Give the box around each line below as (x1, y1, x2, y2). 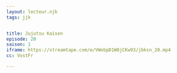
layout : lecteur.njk (6, 8, 58, 15)
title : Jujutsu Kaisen (6, 31, 63, 36)
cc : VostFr (6, 53, 34, 59)
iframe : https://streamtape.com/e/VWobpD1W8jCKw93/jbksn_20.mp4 (6, 47, 171, 53)
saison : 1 (6, 41, 31, 48)
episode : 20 (6, 36, 36, 42)
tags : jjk (6, 14, 31, 20)
